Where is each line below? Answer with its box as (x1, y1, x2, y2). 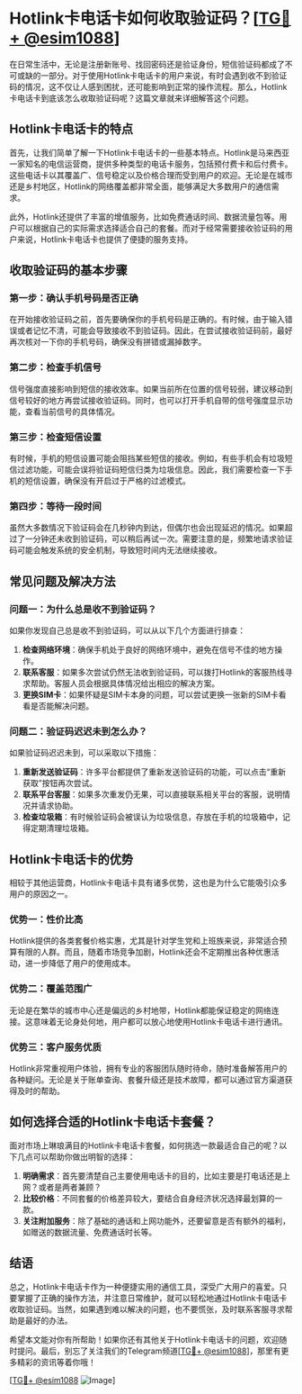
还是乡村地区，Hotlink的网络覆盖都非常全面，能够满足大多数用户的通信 (9, 181, 272, 192)
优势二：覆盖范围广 (9, 982, 93, 995)
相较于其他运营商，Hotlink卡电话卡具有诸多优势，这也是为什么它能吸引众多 (9, 877, 288, 888)
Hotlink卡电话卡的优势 (9, 852, 133, 867)
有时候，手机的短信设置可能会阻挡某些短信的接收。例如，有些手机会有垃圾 (9, 453, 285, 464)
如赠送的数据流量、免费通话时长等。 (22, 1227, 157, 1237)
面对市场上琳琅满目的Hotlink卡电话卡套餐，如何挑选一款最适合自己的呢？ (9, 1140, 280, 1151)
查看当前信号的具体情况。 (24, 406, 120, 417)
